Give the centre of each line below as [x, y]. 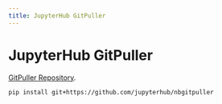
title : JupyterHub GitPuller [57, 16]
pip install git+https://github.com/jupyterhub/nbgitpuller [111, 92]
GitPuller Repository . [42, 78]
